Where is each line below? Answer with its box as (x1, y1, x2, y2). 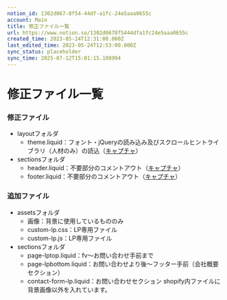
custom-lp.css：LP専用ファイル (27, 225, 118, 233)
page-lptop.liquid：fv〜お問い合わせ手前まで (27, 251, 154, 259)
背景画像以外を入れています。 (27, 286, 111, 294)
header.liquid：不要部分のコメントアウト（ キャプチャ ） (27, 164, 184, 172)
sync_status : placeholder (7, 49, 81, 56)
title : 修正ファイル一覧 (7, 23, 70, 30)
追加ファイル (7, 192, 50, 201)
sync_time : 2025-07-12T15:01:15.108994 (7, 55, 121, 62)
